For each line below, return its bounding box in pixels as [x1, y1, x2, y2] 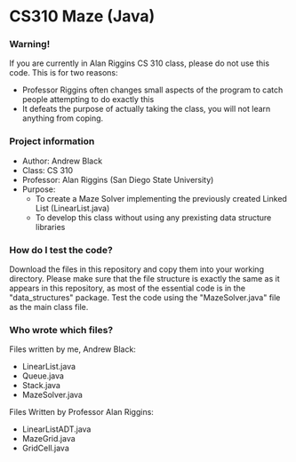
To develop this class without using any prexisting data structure [35, 211, 272, 223]
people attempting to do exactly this [21, 94, 155, 105]
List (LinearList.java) [35, 203, 110, 213]
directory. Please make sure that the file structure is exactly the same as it [9, 274, 280, 284]
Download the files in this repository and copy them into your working [9, 264, 265, 275]
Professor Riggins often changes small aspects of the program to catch [21, 84, 284, 95]
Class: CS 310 [21, 164, 74, 175]
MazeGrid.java [21, 434, 76, 444]
